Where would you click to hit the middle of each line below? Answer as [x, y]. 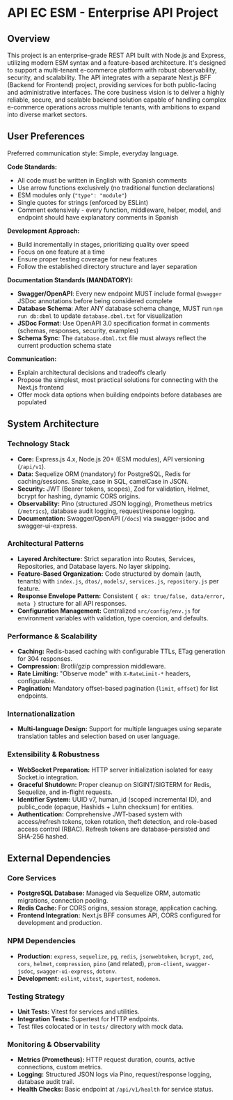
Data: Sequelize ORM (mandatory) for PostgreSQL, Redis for [104, 474]
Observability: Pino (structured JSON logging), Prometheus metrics [115, 503]
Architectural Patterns [46, 544]
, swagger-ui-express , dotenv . [75, 971]
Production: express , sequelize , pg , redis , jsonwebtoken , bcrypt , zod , [115, 956]
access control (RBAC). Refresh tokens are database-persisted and [113, 829]
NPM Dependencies [42, 941]
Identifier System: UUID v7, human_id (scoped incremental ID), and [114, 799]
